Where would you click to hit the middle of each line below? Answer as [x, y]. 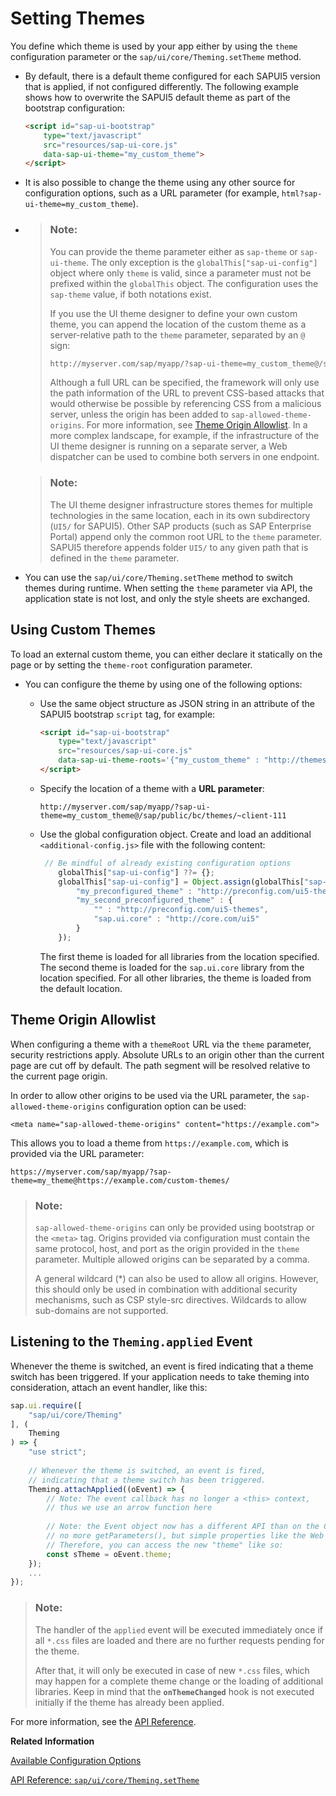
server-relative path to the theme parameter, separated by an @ [177, 334]
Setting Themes [78, 18]
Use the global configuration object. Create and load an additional [175, 834]
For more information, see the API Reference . [103, 1721]
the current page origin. [59, 1076]
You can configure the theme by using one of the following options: [163, 684]
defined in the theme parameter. [114, 558]
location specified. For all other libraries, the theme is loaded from [175, 978]
